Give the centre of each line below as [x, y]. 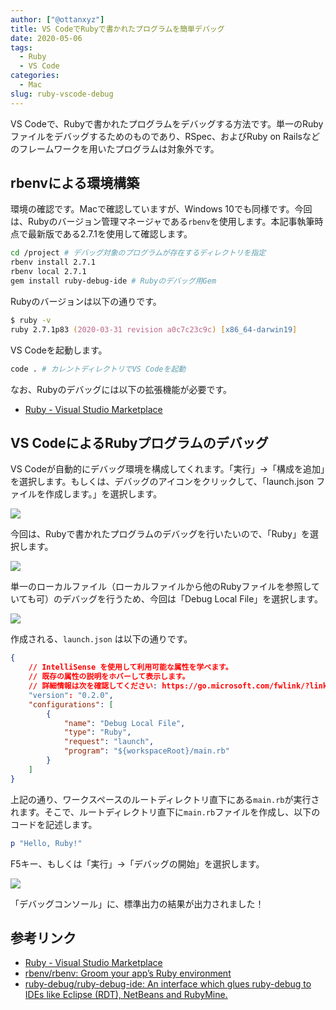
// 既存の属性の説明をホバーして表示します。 [109, 677]
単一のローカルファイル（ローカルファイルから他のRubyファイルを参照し [161, 587]
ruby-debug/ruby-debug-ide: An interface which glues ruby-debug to [168, 984]
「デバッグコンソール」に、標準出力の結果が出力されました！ [137, 903]
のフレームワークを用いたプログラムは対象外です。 [115, 148]
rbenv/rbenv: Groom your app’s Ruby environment [128, 973]
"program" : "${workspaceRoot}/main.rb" [146, 751]
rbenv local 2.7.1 [48, 272]
